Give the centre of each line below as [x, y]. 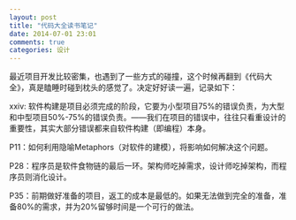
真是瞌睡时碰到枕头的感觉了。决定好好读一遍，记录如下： [133, 87]
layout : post [33, 17]
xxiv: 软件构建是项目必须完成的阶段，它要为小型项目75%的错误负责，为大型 [147, 106]
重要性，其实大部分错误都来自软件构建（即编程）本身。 [110, 128]
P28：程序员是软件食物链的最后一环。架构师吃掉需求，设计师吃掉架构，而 [144, 166]
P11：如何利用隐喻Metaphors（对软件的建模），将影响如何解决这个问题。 [141, 148]
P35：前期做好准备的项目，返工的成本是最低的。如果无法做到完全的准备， [144, 196]
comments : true [37, 42]
